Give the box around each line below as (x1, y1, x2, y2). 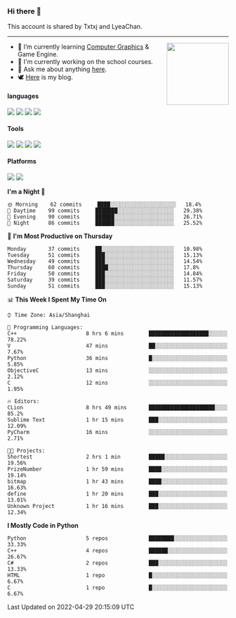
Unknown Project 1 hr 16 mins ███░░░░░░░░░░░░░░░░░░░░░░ (7, 502, 228, 509)
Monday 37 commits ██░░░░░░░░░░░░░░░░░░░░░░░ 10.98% (7, 245, 202, 252)
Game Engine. (17, 50, 58, 58)
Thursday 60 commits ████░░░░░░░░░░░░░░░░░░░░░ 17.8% (7, 264, 199, 271)
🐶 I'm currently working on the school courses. (17, 58, 153, 66)
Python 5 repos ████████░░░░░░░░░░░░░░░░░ (7, 535, 228, 542)
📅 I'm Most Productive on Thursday (7, 232, 113, 240)
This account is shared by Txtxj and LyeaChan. (7, 23, 143, 31)
